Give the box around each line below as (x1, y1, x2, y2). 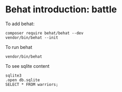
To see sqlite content (5, 63, 50, 69)
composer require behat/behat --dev (5, 30, 84, 35)
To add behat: (5, 21, 35, 27)
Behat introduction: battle (5, 4, 117, 15)
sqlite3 (5, 73, 22, 78)
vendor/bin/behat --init (5, 35, 58, 40)
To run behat (5, 44, 32, 50)
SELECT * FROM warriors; (5, 82, 58, 87)
